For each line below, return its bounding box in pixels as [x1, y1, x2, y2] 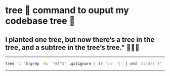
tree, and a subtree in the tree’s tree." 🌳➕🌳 [5, 43, 140, 52]
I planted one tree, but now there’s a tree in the [5, 35, 155, 44]
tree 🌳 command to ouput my [5, 5, 129, 16]
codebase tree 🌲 [5, 15, 75, 27]
